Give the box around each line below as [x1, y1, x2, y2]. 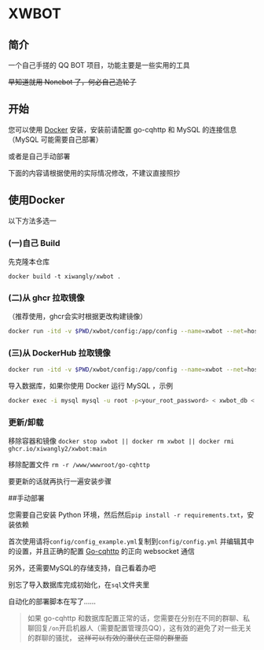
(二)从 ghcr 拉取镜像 [8, 292, 85, 303]
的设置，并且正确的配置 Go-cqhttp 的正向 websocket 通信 [8, 547, 195, 556]
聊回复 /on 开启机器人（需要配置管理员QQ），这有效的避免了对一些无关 [27, 623, 252, 633]
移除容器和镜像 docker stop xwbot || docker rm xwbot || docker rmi [8, 436, 234, 446]
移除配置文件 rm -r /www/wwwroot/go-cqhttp [8, 460, 151, 470]
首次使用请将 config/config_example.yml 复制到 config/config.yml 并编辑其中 [8, 537, 255, 546]
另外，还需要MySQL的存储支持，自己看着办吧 [8, 563, 156, 573]
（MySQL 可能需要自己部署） [8, 135, 104, 144]
